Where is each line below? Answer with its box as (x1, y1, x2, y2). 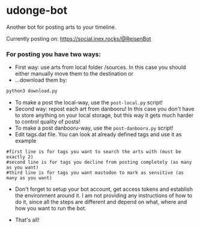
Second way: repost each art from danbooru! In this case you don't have (14, 106, 195, 113)
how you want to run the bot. (14, 205, 86, 212)
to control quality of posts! (14, 118, 80, 125)
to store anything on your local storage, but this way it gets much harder (14, 112, 194, 119)
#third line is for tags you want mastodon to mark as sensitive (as (6, 170, 184, 176)
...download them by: (14, 76, 68, 84)
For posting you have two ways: (6, 50, 101, 58)
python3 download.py (6, 88, 58, 94)
